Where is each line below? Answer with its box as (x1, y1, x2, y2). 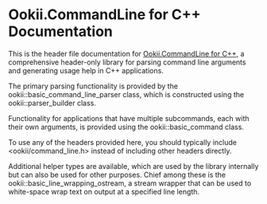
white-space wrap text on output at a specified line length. (8, 186, 200, 196)
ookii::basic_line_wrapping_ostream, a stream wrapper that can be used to (8, 178, 252, 188)
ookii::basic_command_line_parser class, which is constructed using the (8, 89, 245, 99)
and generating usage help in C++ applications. (8, 65, 164, 75)
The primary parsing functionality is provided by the (8, 81, 179, 91)
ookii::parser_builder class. (8, 98, 97, 108)
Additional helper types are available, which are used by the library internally (8, 161, 259, 171)
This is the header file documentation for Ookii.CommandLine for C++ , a (8, 49, 245, 58)
